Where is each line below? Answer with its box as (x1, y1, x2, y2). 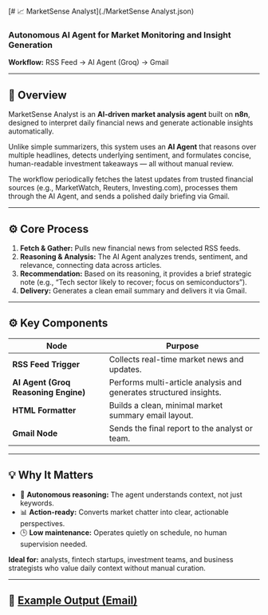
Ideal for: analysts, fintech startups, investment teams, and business (8, 554, 234, 564)
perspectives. (19, 518, 65, 528)
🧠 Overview (8, 88, 67, 102)
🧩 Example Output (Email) (8, 593, 138, 607)
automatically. (8, 126, 54, 136)
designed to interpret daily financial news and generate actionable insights (8, 118, 254, 128)
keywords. (19, 498, 54, 508)
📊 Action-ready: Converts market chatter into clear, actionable (19, 507, 229, 517)
